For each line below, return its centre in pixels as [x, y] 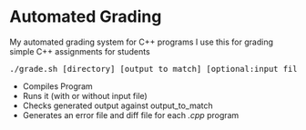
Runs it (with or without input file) [85, 95]
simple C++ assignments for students [80, 51]
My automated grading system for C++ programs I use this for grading [141, 42]
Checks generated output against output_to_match [118, 105]
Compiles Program [57, 86]
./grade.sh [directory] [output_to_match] [106, 69]
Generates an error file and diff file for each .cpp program [131, 115]
